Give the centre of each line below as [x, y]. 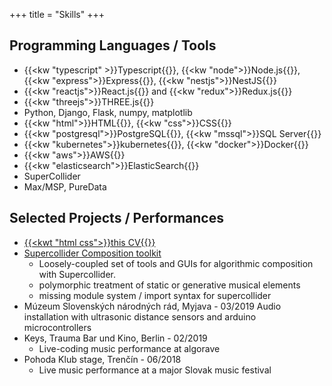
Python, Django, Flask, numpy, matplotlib [108, 112]
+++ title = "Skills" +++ [57, 14]
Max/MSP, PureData [65, 186]
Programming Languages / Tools [113, 45]
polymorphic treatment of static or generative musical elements [169, 285]
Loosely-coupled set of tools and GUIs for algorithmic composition [176, 263]
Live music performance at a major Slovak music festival [155, 370]
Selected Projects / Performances [116, 218]
